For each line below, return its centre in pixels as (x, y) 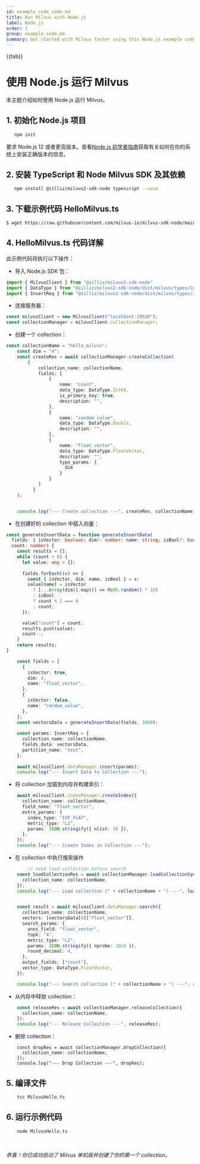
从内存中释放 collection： (46, 996)
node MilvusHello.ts (42, 1131)
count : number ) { (33, 546)
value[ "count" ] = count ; (53, 623)
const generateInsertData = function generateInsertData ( (79, 535)
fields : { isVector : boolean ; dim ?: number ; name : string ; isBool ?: (98, 540)
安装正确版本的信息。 (43, 154)
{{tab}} (15, 56)
